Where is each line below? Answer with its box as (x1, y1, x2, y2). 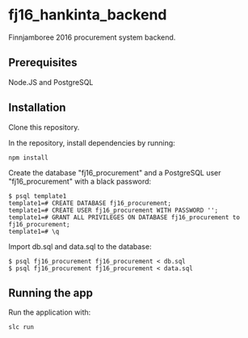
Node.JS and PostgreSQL (8, 77, 94, 87)
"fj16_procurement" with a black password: (8, 176, 152, 186)
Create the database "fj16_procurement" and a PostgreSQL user (8, 167, 221, 177)
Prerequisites (8, 56, 78, 70)
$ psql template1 (8, 192, 67, 200)
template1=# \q (8, 227, 60, 235)
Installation (8, 101, 66, 115)
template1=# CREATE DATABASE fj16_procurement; (8, 199, 172, 207)
